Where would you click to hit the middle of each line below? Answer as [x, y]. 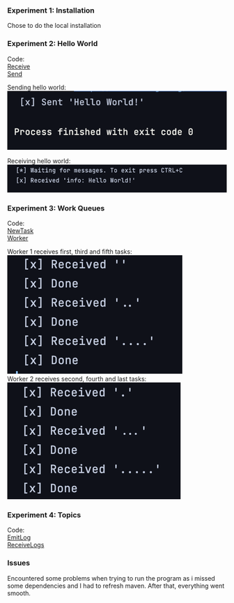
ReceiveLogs [26, 545]
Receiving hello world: [39, 161]
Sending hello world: [37, 87]
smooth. [19, 593]
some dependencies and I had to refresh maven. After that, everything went [116, 586]
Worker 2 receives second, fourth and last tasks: [77, 379]
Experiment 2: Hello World [53, 44]
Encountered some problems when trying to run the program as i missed [111, 578]
